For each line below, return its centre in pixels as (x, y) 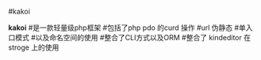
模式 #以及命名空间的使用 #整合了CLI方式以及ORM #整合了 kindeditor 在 (133, 37)
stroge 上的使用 (34, 47)
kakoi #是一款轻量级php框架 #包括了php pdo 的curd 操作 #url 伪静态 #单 (127, 28)
